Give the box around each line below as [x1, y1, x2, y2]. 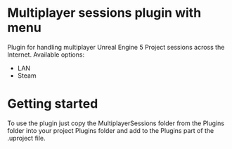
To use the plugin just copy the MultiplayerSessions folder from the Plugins [7, 119, 225, 127]
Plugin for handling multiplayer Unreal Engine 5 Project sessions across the [7, 43, 225, 51]
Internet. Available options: [7, 50, 85, 59]
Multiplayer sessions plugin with [7, 5, 202, 21]
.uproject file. [7, 134, 46, 142]
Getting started [7, 96, 98, 112]
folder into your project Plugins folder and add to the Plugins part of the [7, 126, 214, 134]
